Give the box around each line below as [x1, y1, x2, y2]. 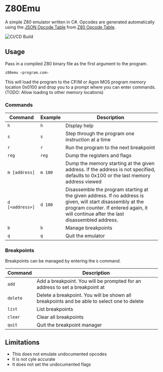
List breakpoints [36, 306, 74, 313]
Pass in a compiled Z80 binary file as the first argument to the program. [5, 60, 148, 66]
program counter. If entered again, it [65, 204, 148, 211]
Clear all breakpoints [36, 314, 84, 320]
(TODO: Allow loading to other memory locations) [5, 89, 104, 95]
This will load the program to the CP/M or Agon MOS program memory [5, 79, 147, 85]
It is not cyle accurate [12, 356, 56, 362]
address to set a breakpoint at [36, 284, 105, 291]
